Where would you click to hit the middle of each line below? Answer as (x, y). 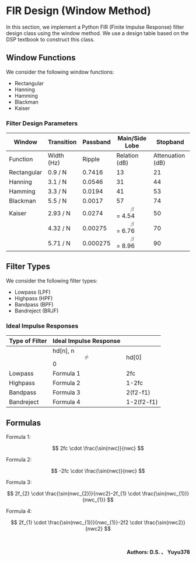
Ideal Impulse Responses (42, 326)
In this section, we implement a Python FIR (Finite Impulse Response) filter (95, 27)
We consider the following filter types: (52, 280)
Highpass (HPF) (34, 298)
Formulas (24, 423)
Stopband (170, 142)
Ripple (91, 159)
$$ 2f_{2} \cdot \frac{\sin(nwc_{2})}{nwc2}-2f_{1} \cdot (74, 493)
